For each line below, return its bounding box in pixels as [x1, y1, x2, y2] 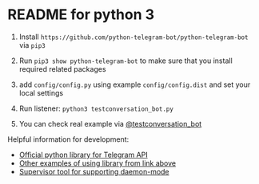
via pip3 [18, 40, 46, 49]
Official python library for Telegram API [18, 150, 149, 159]
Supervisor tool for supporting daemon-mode [18, 166, 169, 176]
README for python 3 [7, 6, 155, 24]
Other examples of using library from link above [18, 158, 177, 168]
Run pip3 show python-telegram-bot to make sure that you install [18, 56, 233, 65]
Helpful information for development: [7, 134, 129, 144]
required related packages [18, 64, 106, 73]
